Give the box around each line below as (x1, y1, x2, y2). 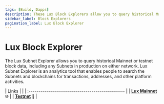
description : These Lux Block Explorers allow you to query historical (5, 12, 154, 17)
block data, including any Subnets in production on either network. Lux (5, 63, 147, 69)
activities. (5, 79, 24, 84)
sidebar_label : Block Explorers (5, 16, 71, 21)
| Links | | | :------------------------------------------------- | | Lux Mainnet (5, 88, 157, 94)
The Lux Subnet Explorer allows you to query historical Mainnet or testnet (5, 58, 153, 64)
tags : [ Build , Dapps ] (5, 7, 49, 12)
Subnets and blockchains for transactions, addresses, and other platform (5, 74, 152, 80)
